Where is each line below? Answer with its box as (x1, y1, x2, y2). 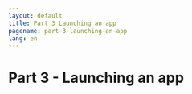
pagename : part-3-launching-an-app (8, 27, 128, 35)
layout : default (8, 11, 63, 20)
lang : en (8, 34, 38, 43)
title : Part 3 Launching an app (8, 19, 116, 27)
